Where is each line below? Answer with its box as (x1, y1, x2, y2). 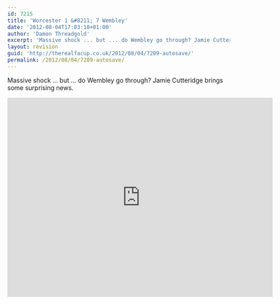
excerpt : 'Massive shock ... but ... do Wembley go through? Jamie (7, 37, 211, 44)
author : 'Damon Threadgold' (7, 30, 91, 38)
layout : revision (7, 43, 59, 50)
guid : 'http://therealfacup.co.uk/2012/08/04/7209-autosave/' (7, 50, 194, 57)
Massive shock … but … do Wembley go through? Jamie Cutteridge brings (7, 76, 223, 84)
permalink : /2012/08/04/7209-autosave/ (7, 57, 125, 64)
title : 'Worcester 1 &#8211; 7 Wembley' (7, 17, 129, 24)
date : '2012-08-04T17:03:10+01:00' (7, 23, 112, 30)
